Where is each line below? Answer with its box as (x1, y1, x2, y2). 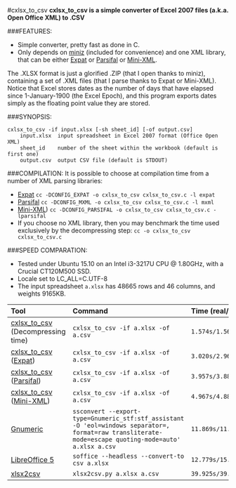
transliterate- (112, 428, 163, 436)
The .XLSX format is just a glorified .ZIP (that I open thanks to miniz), (7, 70, 206, 77)
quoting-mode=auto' (115, 435, 181, 443)
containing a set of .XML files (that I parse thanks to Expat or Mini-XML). (7, 77, 216, 85)
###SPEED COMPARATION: (7, 246, 88, 254)
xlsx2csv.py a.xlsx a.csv (72, 470, 159, 477)
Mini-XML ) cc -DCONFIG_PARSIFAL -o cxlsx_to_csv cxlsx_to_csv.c (17, 205, 211, 213)
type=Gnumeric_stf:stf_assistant (72, 414, 185, 422)
